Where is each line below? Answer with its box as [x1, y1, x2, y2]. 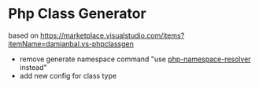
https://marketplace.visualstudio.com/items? [40, 31, 185, 40]
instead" [19, 62, 47, 71]
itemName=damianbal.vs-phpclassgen [8, 38, 134, 48]
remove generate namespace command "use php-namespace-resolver [19, 54, 251, 64]
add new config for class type [19, 71, 117, 80]
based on [8, 31, 39, 40]
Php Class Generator [8, 5, 147, 23]
